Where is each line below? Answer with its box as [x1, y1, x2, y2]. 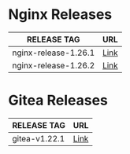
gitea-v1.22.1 [12, 133, 65, 144]
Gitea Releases [8, 92, 108, 109]
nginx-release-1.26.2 [12, 60, 95, 71]
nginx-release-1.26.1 [12, 47, 95, 58]
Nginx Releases [8, 5, 113, 24]
